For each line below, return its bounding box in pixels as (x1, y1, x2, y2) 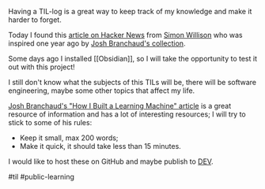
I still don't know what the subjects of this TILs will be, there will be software (8, 78, 257, 87)
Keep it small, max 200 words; (19, 133, 119, 143)
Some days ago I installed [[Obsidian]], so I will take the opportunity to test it (8, 54, 257, 63)
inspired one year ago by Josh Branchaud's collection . (8, 39, 186, 48)
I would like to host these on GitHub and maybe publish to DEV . (8, 157, 214, 166)
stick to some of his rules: (8, 118, 93, 127)
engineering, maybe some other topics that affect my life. (8, 86, 195, 95)
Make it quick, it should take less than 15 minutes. (19, 142, 182, 150)
